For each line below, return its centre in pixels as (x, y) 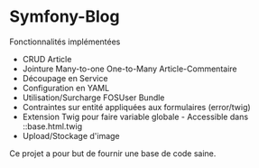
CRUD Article (47, 59)
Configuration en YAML (66, 88)
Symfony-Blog (65, 17)
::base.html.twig (52, 126)
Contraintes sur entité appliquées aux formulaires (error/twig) (136, 107)
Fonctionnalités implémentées (65, 42)
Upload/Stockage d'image (71, 135)
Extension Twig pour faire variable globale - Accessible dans (135, 117)
